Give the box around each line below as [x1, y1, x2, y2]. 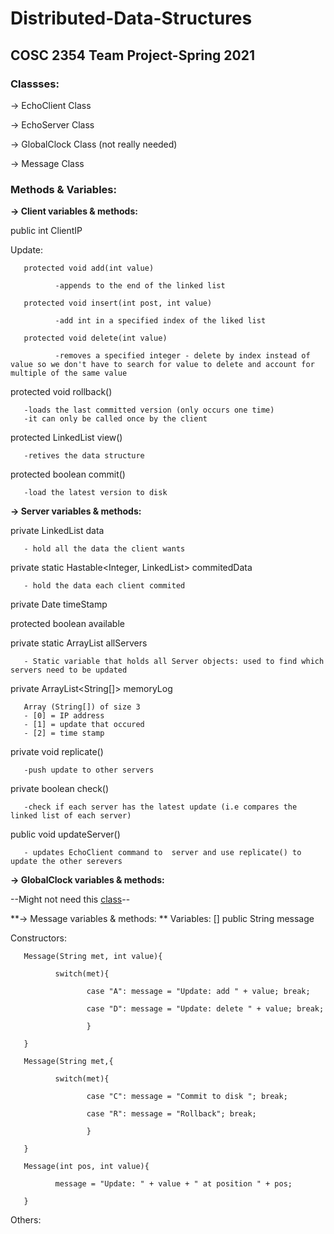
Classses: [10, 77, 60, 91]
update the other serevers [10, 857, 123, 867]
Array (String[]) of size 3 [23, 702, 141, 712]
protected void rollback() [10, 386, 113, 398]
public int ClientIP [10, 225, 83, 237]
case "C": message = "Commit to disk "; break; [86, 1092, 288, 1102]
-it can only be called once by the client [23, 414, 208, 424]
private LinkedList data [10, 525, 105, 537]
